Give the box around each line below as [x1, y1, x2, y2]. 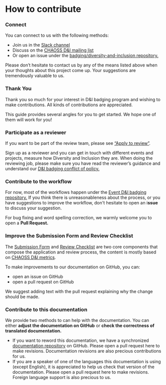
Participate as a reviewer [5, 129, 67, 136]
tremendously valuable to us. [5, 73, 65, 79]
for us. [12, 353, 26, 359]
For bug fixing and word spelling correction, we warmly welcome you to [5, 215, 152, 221]
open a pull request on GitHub [12, 279, 74, 285]
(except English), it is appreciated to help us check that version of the [12, 364, 155, 370]
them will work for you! [5, 117, 52, 123]
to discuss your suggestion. [5, 205, 62, 211]
